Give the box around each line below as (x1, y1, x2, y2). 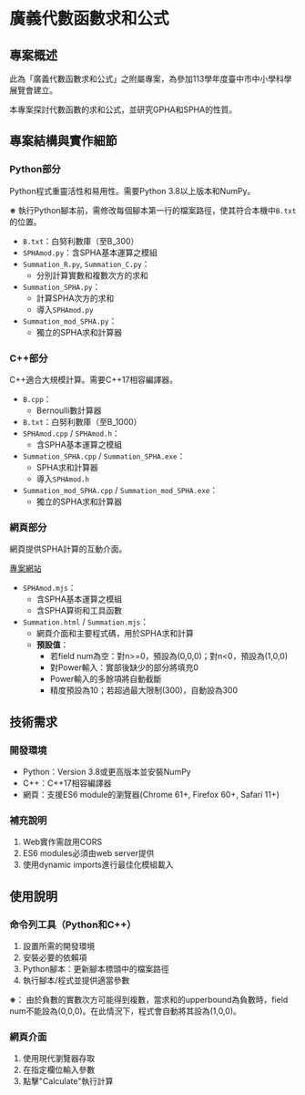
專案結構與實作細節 (9, 133, 117, 149)
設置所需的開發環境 (22, 940, 96, 951)
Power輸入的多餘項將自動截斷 (49, 674, 162, 685)
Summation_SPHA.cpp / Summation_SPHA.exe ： (22, 450, 186, 461)
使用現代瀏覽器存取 (22, 1053, 96, 1064)
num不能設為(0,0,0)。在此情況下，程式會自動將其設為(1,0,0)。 (9, 1005, 241, 1017)
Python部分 (9, 163, 61, 176)
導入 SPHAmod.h (36, 473, 90, 484)
